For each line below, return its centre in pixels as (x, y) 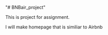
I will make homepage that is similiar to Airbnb (54, 27)
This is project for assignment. (38, 17)
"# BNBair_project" (25, 7)
